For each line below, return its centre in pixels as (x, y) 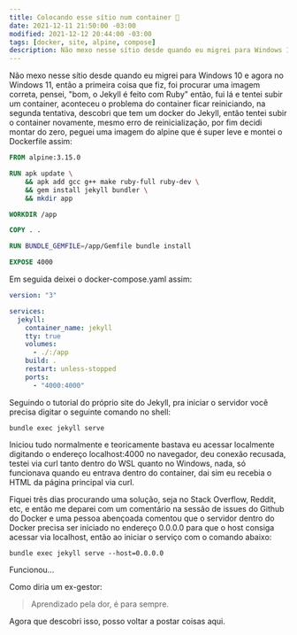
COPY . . (25, 230)
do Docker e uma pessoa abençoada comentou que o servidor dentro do (142, 518)
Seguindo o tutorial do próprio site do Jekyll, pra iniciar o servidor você (139, 402)
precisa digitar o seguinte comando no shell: (90, 412)
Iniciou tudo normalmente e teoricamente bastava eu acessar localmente (142, 445)
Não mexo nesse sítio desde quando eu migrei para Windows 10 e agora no (147, 75)
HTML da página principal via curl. (72, 482)
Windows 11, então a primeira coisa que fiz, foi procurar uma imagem (135, 85)
